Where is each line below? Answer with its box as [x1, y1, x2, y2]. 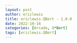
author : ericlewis [5, 12, 43, 17]
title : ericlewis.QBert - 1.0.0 [5, 16, 72, 21]
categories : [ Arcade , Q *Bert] [5, 26, 68, 31]
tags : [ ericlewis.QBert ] [5, 30, 57, 35]
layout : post [5, 7, 32, 12]
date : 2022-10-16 [5, 21, 41, 26]
